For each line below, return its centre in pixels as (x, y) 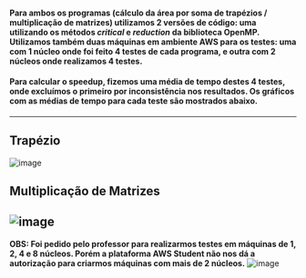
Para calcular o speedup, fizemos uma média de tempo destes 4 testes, (147, 82)
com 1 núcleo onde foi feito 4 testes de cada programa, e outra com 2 (143, 51)
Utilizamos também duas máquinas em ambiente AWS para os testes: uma (153, 42)
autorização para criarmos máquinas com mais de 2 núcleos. (127, 263)
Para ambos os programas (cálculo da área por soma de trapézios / (138, 13)
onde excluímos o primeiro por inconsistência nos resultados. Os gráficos (152, 92)
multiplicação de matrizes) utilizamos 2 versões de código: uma (133, 22)
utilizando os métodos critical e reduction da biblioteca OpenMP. (134, 32)
